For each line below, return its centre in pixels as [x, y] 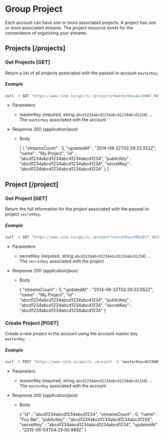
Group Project [34, 9]
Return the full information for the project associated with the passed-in [77, 209]
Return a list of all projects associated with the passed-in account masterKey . [82, 73]
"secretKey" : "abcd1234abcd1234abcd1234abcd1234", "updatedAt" [88, 425]
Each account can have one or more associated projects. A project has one [81, 22]
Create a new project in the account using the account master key [71, 334]
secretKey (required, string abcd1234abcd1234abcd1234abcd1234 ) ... [85, 256]
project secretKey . [23, 214]
